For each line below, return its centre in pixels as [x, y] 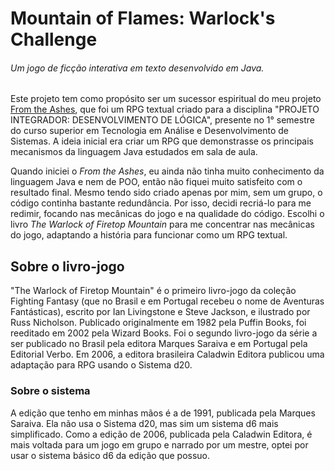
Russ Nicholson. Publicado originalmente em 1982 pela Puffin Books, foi [158, 323]
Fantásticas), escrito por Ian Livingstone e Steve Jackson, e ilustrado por [160, 312]
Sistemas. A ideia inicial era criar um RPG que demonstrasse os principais [162, 141]
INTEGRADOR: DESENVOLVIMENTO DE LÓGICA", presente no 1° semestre [162, 120]
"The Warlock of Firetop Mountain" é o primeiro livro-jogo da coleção [153, 291]
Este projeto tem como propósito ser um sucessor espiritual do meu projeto [166, 99]
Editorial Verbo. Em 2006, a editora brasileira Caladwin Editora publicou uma [167, 354]
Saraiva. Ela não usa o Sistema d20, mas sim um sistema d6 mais [144, 423]
